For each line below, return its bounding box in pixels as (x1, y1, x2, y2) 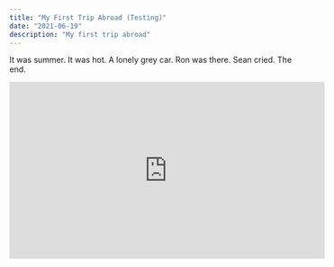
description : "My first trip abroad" (9, 30, 151, 39)
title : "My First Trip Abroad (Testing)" (9, 13, 167, 22)
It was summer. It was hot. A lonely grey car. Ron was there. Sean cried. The (9, 55, 293, 66)
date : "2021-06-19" (9, 22, 83, 31)
